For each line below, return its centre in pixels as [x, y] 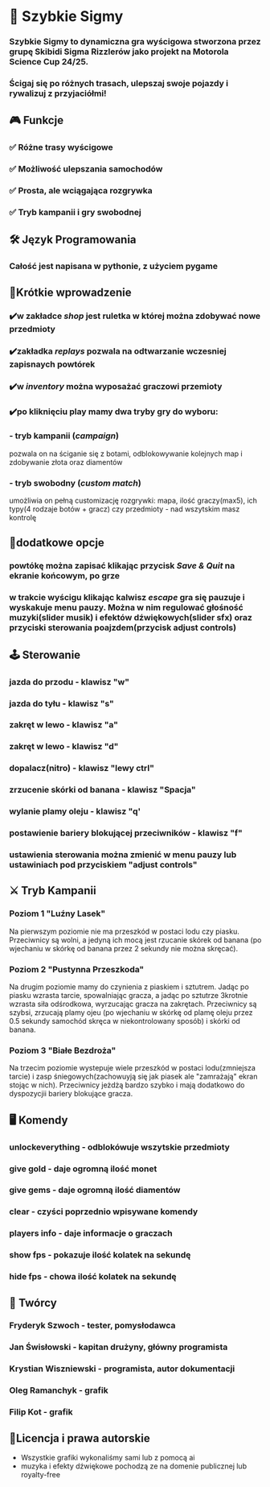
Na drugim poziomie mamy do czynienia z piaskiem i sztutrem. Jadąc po [129, 987]
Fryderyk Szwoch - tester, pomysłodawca [92, 1326]
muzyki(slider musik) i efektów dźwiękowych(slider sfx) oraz [131, 618]
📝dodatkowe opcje [57, 543]
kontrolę [23, 518]
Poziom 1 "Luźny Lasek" [57, 913]
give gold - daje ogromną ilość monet [83, 1169]
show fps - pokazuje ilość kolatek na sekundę [100, 1255]
